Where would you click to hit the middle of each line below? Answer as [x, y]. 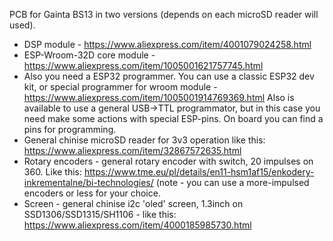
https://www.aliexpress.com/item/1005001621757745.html [143, 65]
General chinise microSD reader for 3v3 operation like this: [144, 140]
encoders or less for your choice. [92, 193]
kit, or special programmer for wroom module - [120, 87]
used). [22, 25]
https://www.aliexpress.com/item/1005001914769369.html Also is [159, 97]
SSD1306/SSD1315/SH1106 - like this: [100, 214]
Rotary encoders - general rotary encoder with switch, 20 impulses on [168, 161]
